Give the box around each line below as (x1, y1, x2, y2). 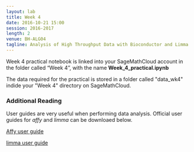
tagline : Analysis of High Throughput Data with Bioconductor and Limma (6, 42, 189, 48)
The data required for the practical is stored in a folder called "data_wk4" (6, 75, 183, 83)
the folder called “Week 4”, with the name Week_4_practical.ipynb (6, 64, 169, 71)
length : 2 (6, 31, 31, 37)
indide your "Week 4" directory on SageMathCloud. (6, 82, 131, 89)
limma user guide (6, 140, 48, 147)
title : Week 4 (6, 14, 41, 20)
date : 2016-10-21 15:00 (6, 20, 65, 25)
